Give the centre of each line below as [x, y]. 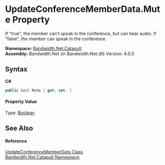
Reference [16, 141]
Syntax [16, 69]
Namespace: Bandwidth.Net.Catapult [43, 48]
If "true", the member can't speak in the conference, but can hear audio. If [81, 33]
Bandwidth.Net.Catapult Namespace [42, 157]
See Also [19, 128]
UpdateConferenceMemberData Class [44, 152]
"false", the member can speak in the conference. [56, 39]
